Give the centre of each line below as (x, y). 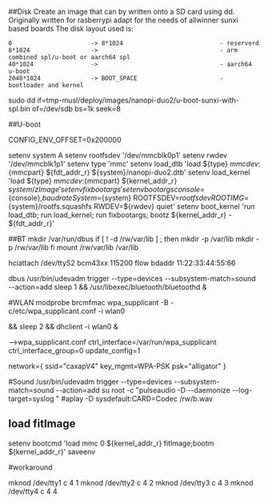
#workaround (31, 467)
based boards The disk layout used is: (71, 28)
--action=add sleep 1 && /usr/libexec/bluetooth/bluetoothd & (108, 287)
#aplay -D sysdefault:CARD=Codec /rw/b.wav (137, 399)
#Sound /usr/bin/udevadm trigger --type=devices (90, 381)
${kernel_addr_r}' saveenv (52, 451)
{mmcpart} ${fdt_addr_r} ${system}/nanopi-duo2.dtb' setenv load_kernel (129, 172)
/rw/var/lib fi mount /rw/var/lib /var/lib (77, 247)
